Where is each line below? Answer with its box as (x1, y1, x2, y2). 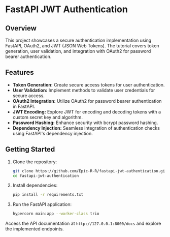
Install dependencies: (12, 182, 58, 189)
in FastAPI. (12, 103, 36, 109)
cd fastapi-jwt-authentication (12, 173, 79, 179)
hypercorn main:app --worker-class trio (12, 211, 99, 217)
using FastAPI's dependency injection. (12, 130, 93, 136)
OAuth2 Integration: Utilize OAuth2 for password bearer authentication (12, 98, 162, 104)
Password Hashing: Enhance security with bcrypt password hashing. (12, 120, 158, 126)
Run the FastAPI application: (12, 201, 72, 208)
